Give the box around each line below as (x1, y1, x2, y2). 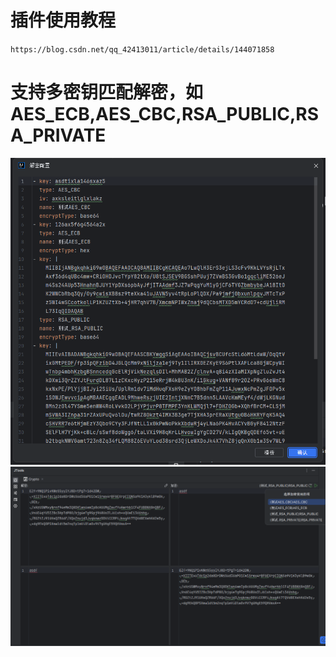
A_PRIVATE (10, 124, 107, 147)
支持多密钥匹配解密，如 (10, 81, 204, 104)
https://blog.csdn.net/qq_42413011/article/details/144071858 (10, 44, 275, 55)
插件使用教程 (10, 9, 117, 32)
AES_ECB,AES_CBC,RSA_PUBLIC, (10, 103, 297, 126)
